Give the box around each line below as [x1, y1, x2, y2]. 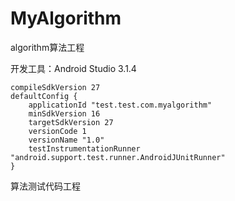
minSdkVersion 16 [28, 108, 101, 119]
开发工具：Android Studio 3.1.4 [10, 62, 137, 74]
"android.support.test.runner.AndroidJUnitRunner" [10, 152, 226, 162]
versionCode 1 [28, 126, 87, 136]
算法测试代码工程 [10, 180, 81, 192]
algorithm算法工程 [10, 41, 85, 53]
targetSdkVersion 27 [28, 117, 114, 127]
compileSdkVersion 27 [10, 82, 101, 92]
